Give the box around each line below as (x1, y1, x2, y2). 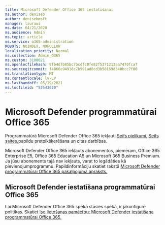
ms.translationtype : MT (5, 71, 54, 76)
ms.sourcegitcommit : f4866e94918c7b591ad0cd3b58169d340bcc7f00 (5, 67, 138, 72)
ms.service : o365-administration (5, 39, 74, 44)
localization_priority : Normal (5, 48, 69, 53)
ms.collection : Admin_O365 (5, 53, 61, 58)
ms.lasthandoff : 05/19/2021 (5, 80, 63, 85)
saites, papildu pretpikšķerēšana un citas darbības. (5, 138, 107, 144)
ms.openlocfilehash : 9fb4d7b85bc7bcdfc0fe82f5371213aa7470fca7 (5, 62, 138, 67)
